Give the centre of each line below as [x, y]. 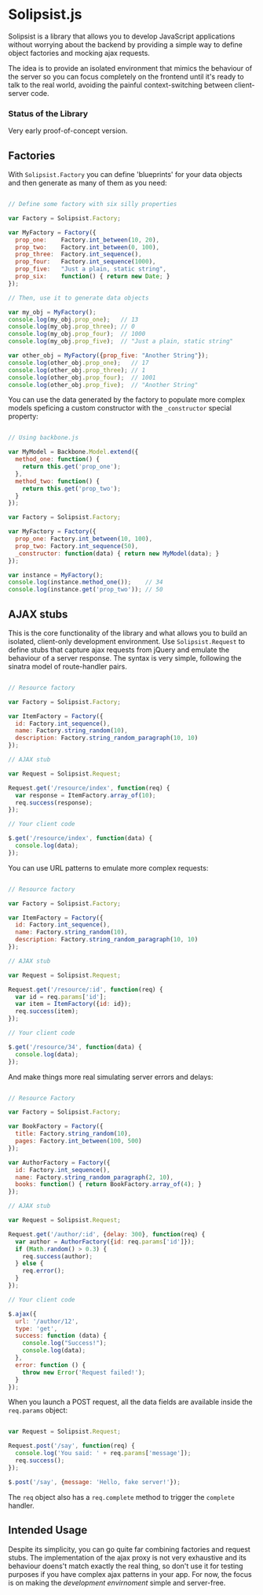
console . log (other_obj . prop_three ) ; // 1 [77, 370]
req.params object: [38, 1410]
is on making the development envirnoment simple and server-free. [117, 1582]
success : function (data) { [61, 1336]
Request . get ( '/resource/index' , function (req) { [89, 788]
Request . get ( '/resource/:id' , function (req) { [86, 989]
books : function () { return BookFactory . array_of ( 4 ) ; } [108, 1184]
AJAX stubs [38, 614]
